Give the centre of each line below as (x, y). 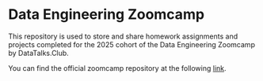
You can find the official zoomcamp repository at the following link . (118, 68)
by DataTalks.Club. (38, 53)
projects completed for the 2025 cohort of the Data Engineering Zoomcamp (132, 44)
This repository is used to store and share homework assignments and (123, 36)
